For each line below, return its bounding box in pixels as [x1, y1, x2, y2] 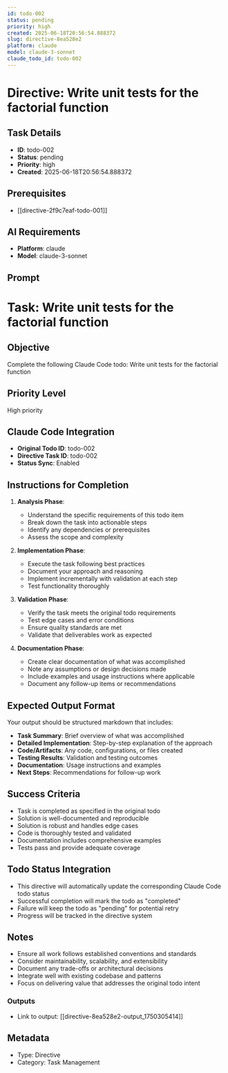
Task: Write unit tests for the [7, 299, 174, 315]
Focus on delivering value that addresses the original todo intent [17, 979, 200, 987]
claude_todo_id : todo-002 [7, 55, 82, 62]
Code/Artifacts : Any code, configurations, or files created [17, 746, 183, 755]
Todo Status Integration [7, 863, 111, 876]
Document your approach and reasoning [27, 567, 143, 575]
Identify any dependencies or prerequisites [27, 525, 151, 534]
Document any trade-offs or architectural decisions [17, 964, 164, 973]
